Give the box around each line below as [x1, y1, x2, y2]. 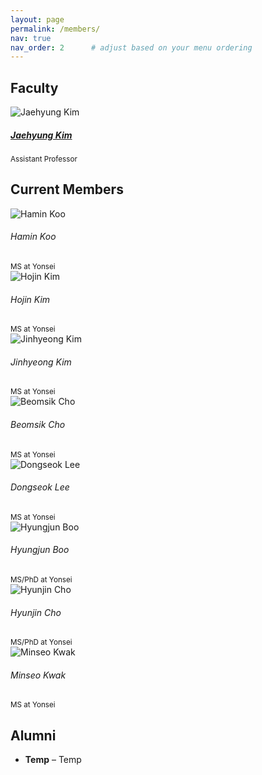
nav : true [10, 33, 52, 43]
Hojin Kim [10, 293, 51, 305]
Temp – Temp [24, 754, 82, 766]
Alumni [10, 727, 57, 744]
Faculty [10, 79, 59, 96]
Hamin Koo [10, 231, 57, 243]
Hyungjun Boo [10, 544, 70, 556]
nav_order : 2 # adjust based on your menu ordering [10, 42, 253, 53]
